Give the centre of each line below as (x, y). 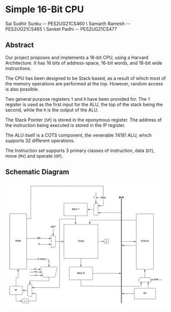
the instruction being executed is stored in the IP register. (65, 125)
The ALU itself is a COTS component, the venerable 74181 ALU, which (79, 135)
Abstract (20, 45)
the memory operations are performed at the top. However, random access (84, 83)
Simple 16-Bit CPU (45, 9)
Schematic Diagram (37, 172)
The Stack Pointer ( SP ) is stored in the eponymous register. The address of (83, 120)
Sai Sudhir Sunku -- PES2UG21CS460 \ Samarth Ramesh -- (68, 24)
